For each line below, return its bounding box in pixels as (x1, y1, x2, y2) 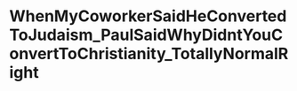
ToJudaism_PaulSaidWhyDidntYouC (9, 25, 283, 45)
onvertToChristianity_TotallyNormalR (9, 44, 289, 64)
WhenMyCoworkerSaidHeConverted (9, 6, 287, 27)
